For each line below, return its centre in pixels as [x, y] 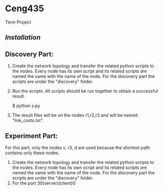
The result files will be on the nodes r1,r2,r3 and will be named [75, 115]
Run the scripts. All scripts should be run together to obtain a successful [85, 91]
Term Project [18, 22]
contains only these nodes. [32, 153]
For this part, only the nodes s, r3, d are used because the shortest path [78, 147]
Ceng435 [24, 9]
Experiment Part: [31, 136]
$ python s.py [26, 106]
